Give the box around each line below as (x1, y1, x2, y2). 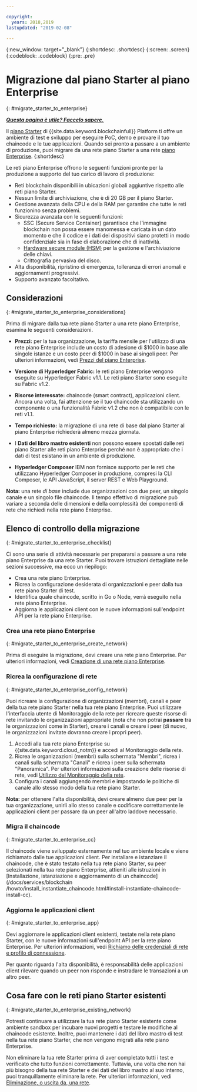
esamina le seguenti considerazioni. (6, 326, 93, 334)
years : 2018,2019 (11, 19, 54, 25)
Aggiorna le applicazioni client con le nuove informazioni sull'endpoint (14, 605, 185, 613)
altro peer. (6, 974, 31, 981)
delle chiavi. (23, 251, 53, 258)
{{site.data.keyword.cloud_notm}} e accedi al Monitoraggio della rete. (14, 746, 183, 753)
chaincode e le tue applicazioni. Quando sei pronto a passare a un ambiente (6, 140, 190, 147)
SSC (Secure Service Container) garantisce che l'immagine (23, 219, 167, 227)
